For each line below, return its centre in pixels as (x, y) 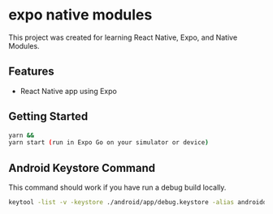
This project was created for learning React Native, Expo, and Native (123, 37)
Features (31, 72)
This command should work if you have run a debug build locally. (117, 187)
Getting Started (48, 116)
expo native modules (80, 15)
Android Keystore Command (82, 168)
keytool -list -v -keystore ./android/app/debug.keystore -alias (121, 203)
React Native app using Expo (69, 91)
